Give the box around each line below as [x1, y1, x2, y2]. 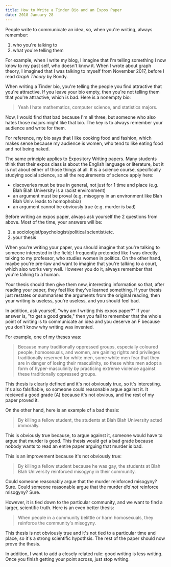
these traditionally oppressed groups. [17, 370, 97, 377]
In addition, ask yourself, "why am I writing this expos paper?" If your [5, 308, 151, 314]
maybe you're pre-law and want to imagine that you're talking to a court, [5, 260, 158, 267]
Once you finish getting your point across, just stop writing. [5, 556, 130, 562]
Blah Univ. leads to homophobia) [12, 198, 82, 204]
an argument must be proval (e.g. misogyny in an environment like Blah [12, 192, 162, 199]
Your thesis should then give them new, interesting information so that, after [5, 281, 165, 287]
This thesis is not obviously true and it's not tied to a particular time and [5, 530, 156, 536]
